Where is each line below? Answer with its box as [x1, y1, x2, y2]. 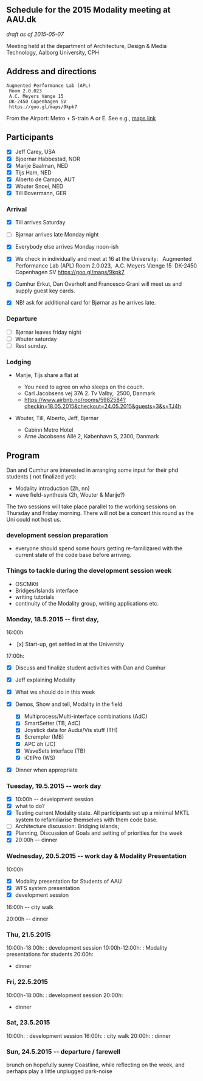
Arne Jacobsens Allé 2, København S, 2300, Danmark [24, 433, 159, 440]
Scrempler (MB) [24, 733, 64, 741]
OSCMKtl [15, 580, 38, 587]
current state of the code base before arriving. [15, 551, 132, 559]
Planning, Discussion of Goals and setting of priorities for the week [15, 829, 183, 837]
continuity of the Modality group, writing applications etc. [15, 599, 159, 607]
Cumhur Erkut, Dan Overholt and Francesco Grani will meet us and [15, 280, 182, 288]
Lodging [6, 357, 32, 366]
